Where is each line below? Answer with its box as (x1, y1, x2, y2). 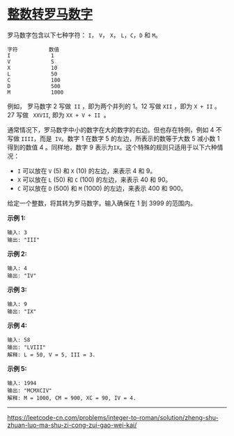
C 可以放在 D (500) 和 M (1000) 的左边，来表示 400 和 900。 (17, 184, 187, 192)
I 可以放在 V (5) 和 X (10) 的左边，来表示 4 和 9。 (17, 166, 157, 175)
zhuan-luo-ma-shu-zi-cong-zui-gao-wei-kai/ (7, 421, 137, 429)
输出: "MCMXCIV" (7, 387, 52, 394)
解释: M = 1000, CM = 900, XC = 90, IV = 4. (7, 394, 136, 402)
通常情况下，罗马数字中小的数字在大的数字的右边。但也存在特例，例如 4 (7, 125, 214, 133)
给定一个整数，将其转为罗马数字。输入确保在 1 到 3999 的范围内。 (7, 198, 197, 207)
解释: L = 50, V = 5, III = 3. (7, 351, 96, 358)
